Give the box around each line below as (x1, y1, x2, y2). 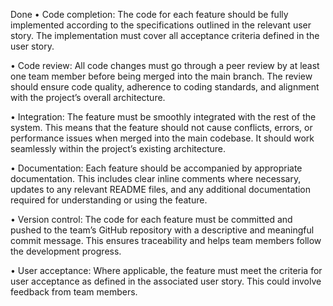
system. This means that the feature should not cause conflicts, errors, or (10, 122, 313, 133)
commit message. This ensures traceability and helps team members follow (10, 235, 322, 246)
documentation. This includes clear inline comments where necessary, (10, 173, 302, 184)
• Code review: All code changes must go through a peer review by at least (10, 60, 320, 71)
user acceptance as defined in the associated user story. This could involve (10, 275, 322, 287)
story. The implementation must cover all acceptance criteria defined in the (10, 30, 320, 41)
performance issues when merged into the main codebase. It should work (10, 132, 315, 144)
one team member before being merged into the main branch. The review (10, 70, 313, 82)
